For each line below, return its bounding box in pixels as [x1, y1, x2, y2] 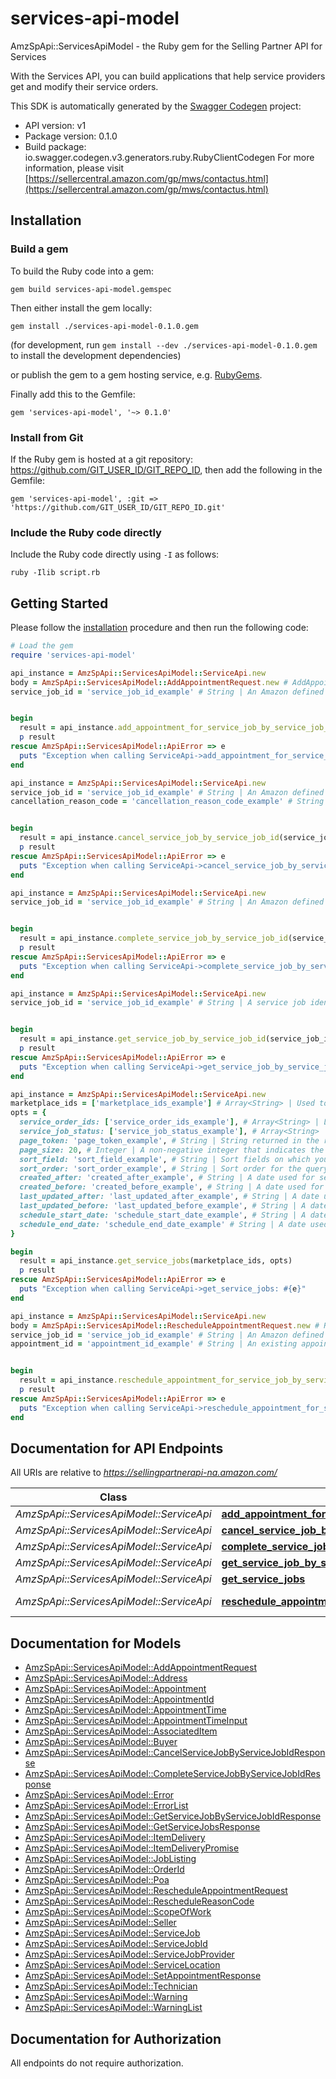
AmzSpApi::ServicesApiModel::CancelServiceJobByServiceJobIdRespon [24, 1747, 326, 1759]
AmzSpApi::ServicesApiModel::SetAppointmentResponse [24, 1970, 262, 1982]
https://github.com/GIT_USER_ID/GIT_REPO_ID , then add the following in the [10, 463, 323, 476]
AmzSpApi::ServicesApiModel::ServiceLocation [24, 1959, 221, 1971]
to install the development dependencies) [10, 349, 182, 361]
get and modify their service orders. [10, 80, 159, 92]
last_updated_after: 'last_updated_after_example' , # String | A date [19, 1192, 320, 1202]
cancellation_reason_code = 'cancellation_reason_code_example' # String [10, 797, 325, 807]
